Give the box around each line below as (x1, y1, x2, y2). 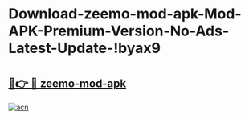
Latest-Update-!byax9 (8, 39, 161, 57)
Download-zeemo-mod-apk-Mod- (8, 5, 243, 23)
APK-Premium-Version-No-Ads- (8, 22, 230, 40)
